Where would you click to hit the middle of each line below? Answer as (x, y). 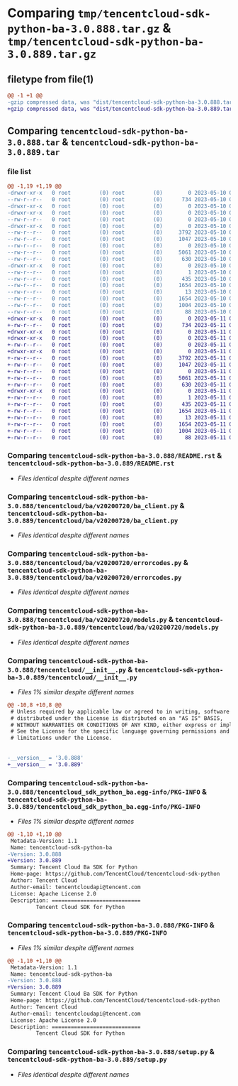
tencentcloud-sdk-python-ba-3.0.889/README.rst (91, 464)
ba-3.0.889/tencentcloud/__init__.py (73, 677)
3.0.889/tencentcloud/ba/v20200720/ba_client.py (93, 521)
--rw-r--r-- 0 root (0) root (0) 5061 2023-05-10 (117, 253)
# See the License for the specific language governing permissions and (120, 731)
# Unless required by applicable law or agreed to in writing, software (120, 711)
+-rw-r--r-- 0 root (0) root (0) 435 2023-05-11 (117, 404)
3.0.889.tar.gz (52, 54)
